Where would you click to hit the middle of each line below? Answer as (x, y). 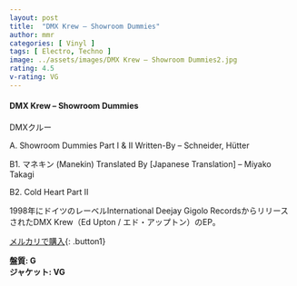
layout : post (34, 18)
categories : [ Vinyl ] (52, 43)
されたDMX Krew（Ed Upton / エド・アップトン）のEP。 (115, 222)
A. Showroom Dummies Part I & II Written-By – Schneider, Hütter (129, 145)
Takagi (22, 174)
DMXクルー (30, 127)
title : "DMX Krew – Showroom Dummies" (85, 26)
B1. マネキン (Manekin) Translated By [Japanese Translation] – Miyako (140, 163)
